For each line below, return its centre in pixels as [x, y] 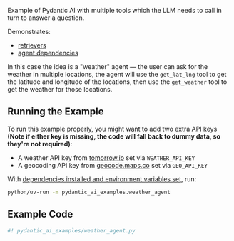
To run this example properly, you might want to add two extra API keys [112, 129]
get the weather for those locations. [60, 89]
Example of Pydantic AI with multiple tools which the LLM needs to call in [115, 10]
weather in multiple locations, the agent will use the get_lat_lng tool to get [117, 74]
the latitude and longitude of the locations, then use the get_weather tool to [117, 82]
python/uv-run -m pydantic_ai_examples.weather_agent [89, 192]
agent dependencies [48, 53]
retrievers [32, 45]
